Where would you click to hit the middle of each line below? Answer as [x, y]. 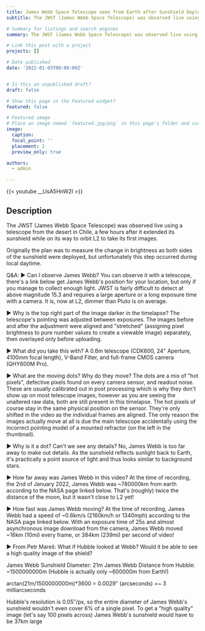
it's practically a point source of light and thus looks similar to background [99, 459]
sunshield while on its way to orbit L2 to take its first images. [82, 238]
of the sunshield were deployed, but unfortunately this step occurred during [102, 256]
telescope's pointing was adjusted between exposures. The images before [100, 319]
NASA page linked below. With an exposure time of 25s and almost [90, 521]
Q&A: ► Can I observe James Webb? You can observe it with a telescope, [99, 275]
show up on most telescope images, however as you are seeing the [91, 395]
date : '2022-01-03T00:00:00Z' [45, 68]
